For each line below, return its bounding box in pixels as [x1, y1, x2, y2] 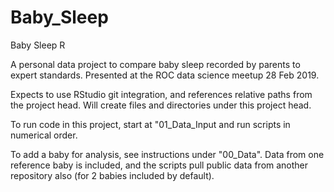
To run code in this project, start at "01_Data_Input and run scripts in [10, 118, 291, 130]
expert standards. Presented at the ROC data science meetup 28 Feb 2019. [10, 69, 320, 81]
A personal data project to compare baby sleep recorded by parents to [10, 58, 301, 70]
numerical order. [10, 129, 78, 141]
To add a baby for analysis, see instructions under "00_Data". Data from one [10, 148, 325, 160]
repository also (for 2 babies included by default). [10, 169, 215, 181]
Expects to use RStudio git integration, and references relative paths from [10, 88, 313, 100]
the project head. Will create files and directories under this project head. [10, 99, 312, 111]
